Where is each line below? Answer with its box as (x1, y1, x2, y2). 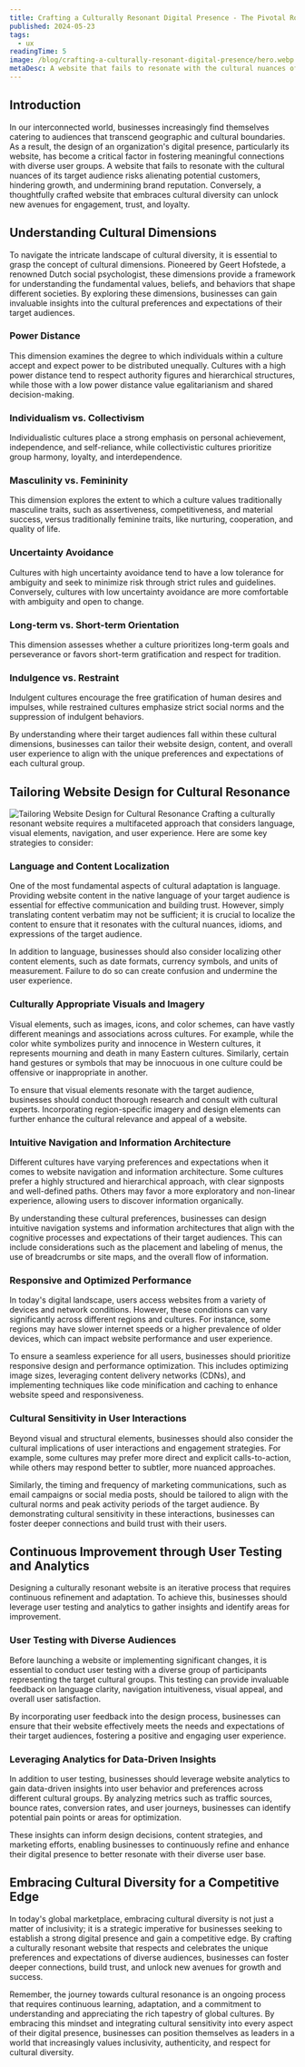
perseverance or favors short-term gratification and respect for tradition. (9, 648, 281, 659)
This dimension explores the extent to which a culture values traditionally (9, 495, 283, 506)
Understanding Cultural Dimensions (9, 225, 218, 241)
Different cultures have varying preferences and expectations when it (9, 1157, 270, 1167)
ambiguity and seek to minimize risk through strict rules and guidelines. (9, 576, 277, 587)
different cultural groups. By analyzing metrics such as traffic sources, (9, 1792, 272, 1803)
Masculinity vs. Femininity (9, 474, 129, 487)
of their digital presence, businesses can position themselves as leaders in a (9, 2027, 295, 2038)
